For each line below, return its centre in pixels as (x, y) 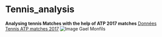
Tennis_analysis (40, 9)
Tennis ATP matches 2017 (32, 28)
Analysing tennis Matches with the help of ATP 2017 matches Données (81, 23)
